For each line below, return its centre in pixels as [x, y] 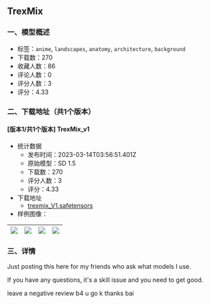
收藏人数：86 [36, 66]
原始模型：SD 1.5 [51, 163]
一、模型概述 [29, 32]
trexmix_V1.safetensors [60, 205]
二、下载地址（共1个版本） [51, 111]
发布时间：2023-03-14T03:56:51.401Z [82, 154]
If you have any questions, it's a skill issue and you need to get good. [105, 280]
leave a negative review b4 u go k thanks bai [71, 294]
